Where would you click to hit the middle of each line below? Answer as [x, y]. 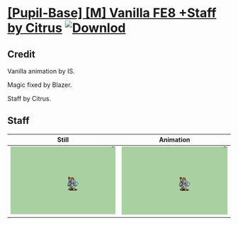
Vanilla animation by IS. [41, 71]
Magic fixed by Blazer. [40, 85]
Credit [21, 54]
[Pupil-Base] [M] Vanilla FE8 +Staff [112, 13]
